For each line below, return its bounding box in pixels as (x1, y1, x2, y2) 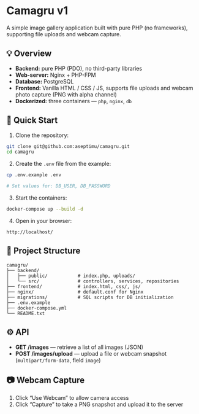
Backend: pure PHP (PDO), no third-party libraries (15, 64, 143, 72)
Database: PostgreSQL (15, 77, 74, 85)
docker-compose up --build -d (6, 206, 84, 213)
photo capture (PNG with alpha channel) (15, 90, 118, 98)
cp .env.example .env (6, 172, 62, 178)
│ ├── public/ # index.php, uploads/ (6, 273, 136, 279)
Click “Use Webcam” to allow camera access (15, 394, 129, 402)
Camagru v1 (6, 4, 69, 18)
